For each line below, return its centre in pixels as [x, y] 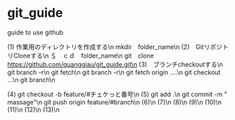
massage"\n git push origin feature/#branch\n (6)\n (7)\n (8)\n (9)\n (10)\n [114, 102]
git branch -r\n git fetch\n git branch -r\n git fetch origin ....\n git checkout [114, 72]
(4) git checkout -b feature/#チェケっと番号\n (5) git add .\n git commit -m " [117, 94]
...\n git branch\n [31, 79]
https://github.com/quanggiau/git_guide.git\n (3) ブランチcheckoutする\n [115, 64]
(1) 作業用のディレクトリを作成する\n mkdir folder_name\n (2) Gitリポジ [115, 46]
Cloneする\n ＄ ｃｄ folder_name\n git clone [83, 55]
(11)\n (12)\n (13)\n [33, 109]
